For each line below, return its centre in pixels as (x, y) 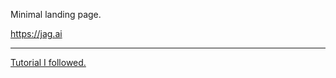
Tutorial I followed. (48, 62)
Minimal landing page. (56, 14)
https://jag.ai (36, 33)
